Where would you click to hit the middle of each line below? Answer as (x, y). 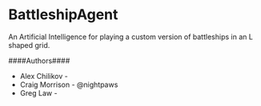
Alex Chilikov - (44, 76)
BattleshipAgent (63, 15)
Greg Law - (38, 92)
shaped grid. (29, 45)
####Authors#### (39, 61)
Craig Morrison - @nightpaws (69, 84)
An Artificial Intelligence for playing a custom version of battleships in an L (131, 37)
